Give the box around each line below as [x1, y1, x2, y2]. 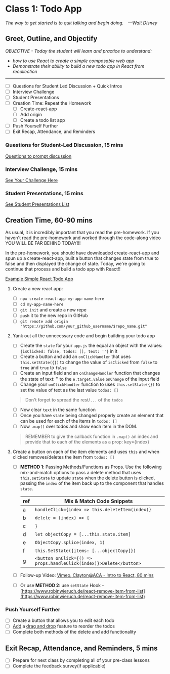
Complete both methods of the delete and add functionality [12, 629, 137, 635]
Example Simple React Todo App [5, 276, 73, 282]
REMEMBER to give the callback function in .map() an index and [25, 433, 158, 439]
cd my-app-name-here [20, 302, 64, 307]
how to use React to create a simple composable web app [12, 58, 135, 64]
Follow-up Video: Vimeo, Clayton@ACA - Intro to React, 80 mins [20, 572, 154, 578]
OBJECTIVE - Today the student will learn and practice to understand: [5, 48, 152, 54]
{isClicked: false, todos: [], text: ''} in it [20, 348, 118, 354]
